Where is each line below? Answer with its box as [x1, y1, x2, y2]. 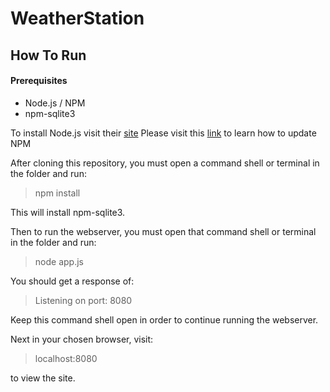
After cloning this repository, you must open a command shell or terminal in [10, 157, 320, 169]
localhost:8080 [34, 352, 98, 364]
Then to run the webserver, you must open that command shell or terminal [10, 225, 317, 237]
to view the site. [10, 372, 76, 384]
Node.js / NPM [24, 97, 86, 109]
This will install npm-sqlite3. [10, 206, 126, 218]
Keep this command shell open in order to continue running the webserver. [10, 313, 319, 326]
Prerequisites [10, 75, 68, 87]
